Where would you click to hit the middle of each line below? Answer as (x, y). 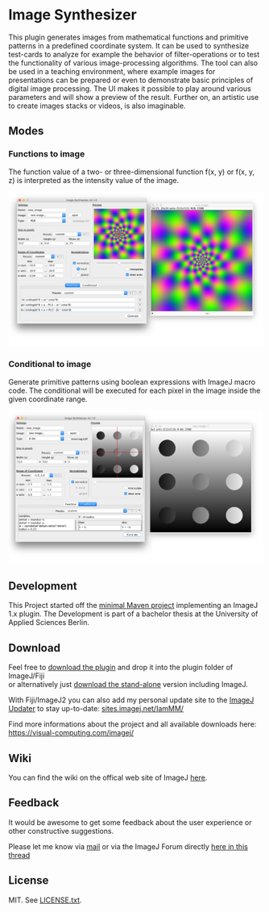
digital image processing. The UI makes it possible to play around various (130, 88)
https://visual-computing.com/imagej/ (71, 733)
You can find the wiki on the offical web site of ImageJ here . (108, 777)
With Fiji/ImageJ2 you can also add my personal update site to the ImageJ (131, 700)
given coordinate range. (48, 399)
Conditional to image (50, 364)
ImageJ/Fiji (27, 676)
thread (19, 855)
